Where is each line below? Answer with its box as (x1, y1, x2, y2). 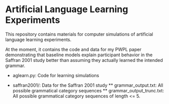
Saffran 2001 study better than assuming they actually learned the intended (5, 57, 163, 63)
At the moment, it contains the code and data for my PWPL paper (5, 46, 142, 52)
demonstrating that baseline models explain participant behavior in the (5, 52, 153, 58)
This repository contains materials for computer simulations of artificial (5, 31, 153, 37)
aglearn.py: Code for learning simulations (12, 72, 99, 78)
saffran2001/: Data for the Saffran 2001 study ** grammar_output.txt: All (12, 82, 163, 88)
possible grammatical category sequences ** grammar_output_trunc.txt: (12, 87, 164, 93)
